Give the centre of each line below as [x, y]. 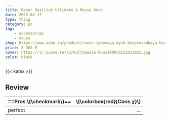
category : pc [19, 24]
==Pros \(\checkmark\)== [39, 102]
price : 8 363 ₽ [21, 48]
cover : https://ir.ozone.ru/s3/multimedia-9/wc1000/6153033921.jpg [78, 52]
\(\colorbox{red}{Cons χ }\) [108, 102]
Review [17, 87]
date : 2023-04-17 [24, 15]
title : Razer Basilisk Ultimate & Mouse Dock [54, 10]
